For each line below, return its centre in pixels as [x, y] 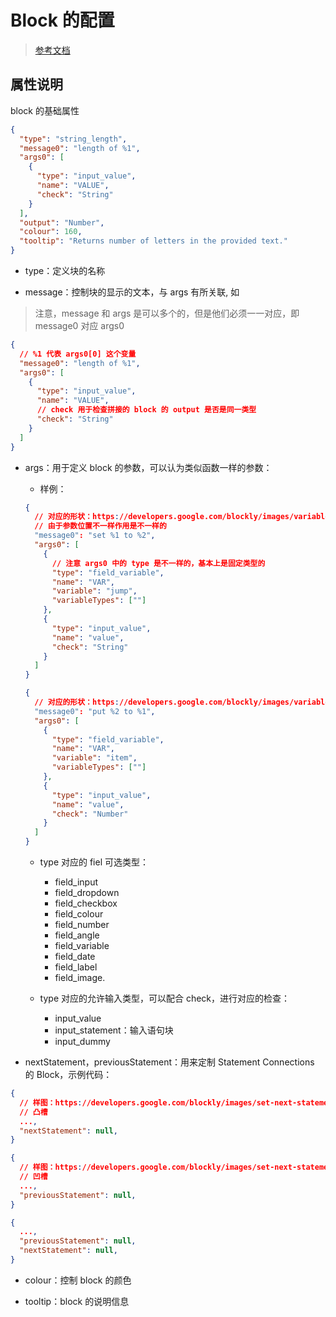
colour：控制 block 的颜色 [78, 1280]
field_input [76, 882]
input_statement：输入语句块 [114, 1030]
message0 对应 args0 [79, 325]
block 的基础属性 [45, 110]
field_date [75, 956]
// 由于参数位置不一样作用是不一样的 [100, 526]
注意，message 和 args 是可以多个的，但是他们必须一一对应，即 [167, 313]
